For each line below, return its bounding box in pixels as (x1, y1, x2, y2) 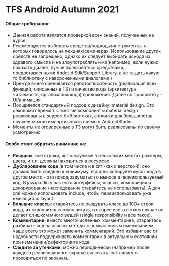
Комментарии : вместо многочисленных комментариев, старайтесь (12, 217, 161, 223)
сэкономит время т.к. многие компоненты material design (12, 108, 138, 114)
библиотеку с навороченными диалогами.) (18, 75, 113, 81)
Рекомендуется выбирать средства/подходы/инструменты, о (12, 43, 147, 49)
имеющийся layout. (12, 195, 55, 201)
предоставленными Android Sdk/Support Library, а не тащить (12, 70, 145, 76)
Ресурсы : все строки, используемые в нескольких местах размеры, (12, 152, 163, 158)
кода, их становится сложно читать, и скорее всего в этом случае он (12, 206, 164, 212)
